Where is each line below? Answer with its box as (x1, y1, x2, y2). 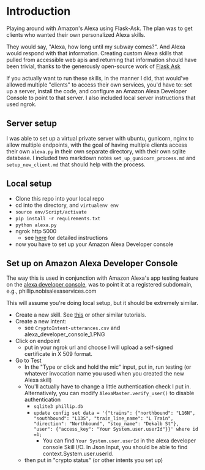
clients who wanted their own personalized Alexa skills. (6, 31, 146, 38)
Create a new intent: (15, 318, 67, 325)
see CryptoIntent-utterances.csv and (24, 324, 121, 332)
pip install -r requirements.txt (15, 215, 101, 222)
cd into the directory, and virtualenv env (15, 201, 119, 209)
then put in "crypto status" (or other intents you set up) (24, 457, 163, 464)
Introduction (6, 4, 71, 18)
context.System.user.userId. (42, 450, 114, 458)
